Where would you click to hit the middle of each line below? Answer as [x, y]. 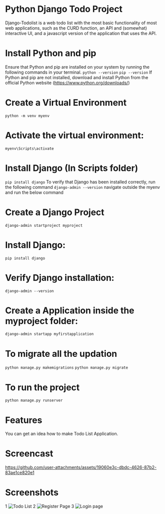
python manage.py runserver [34, 401]
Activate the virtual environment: [75, 135]
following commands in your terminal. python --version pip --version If [79, 72]
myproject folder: [41, 321]
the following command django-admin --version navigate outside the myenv [83, 187]
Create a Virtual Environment [66, 103]
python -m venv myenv [27, 116]
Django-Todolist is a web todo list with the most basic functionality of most [81, 23]
